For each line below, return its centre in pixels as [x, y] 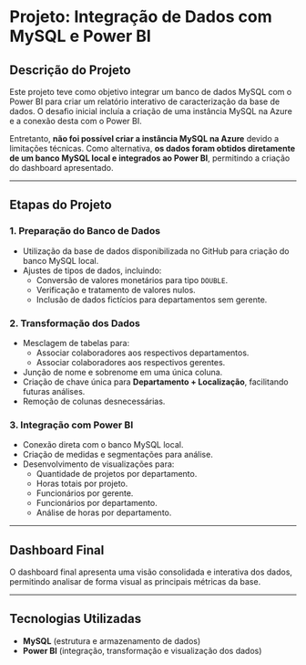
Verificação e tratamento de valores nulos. [116, 290]
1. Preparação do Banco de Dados [85, 231]
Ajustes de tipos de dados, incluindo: [92, 270]
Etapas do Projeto [61, 205]
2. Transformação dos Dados [75, 323]
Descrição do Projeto [70, 70]
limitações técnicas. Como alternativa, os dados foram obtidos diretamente [153, 148]
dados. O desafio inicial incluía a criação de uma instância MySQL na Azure [151, 111]
